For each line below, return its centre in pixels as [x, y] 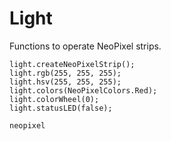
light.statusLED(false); [61, 108]
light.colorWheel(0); [54, 99]
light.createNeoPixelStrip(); [72, 64]
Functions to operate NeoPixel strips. [85, 46]
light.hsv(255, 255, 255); [65, 82]
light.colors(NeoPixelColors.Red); [83, 90]
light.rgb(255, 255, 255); [65, 73]
